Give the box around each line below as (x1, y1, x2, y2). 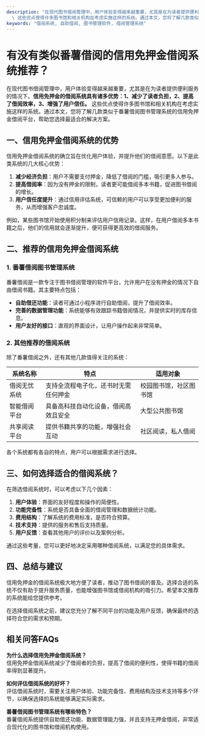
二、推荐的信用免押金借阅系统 (6, 243, 119, 254)
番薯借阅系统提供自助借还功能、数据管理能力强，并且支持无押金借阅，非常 (6, 715, 193, 723)
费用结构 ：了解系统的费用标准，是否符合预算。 (15, 513, 133, 521)
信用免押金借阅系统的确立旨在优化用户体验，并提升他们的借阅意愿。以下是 (6, 152, 193, 160)
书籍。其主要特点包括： (22, 286, 81, 293)
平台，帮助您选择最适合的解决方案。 (22, 115, 113, 123)
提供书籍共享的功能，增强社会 (45, 423, 131, 431)
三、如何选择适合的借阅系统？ (6, 468, 119, 479)
